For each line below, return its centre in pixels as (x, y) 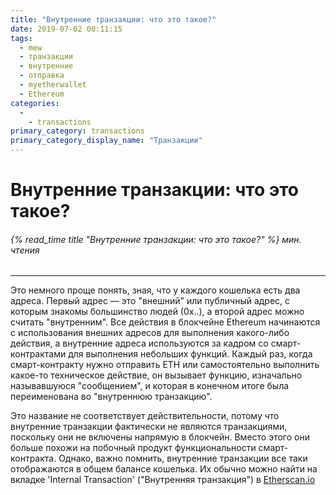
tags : (21, 38)
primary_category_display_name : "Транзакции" (106, 141)
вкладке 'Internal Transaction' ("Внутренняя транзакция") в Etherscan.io (163, 480)
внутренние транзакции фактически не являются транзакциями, (149, 427)
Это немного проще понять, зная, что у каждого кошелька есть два (155, 290)
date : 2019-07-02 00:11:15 (66, 29)
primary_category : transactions (77, 131)
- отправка (42, 76)
